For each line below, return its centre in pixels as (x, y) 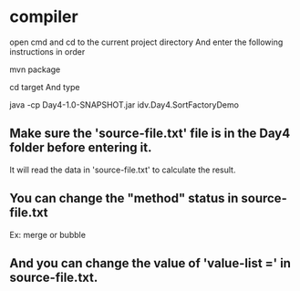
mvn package (35, 69)
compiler (44, 17)
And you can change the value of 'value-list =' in (150, 263)
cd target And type (45, 87)
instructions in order (47, 51)
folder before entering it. (81, 148)
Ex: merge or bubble (48, 234)
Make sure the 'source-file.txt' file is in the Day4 (150, 134)
